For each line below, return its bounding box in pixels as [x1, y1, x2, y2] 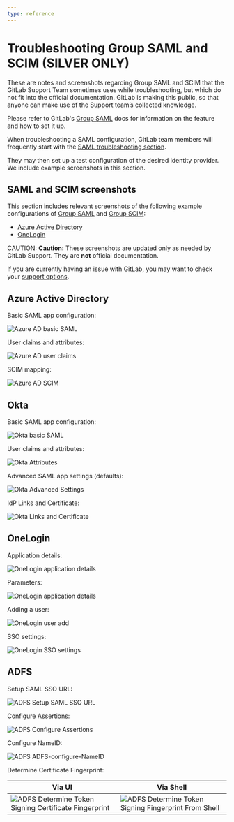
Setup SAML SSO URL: [7, 684, 73, 693]
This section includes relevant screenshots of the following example [7, 202, 203, 210]
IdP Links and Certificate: [7, 499, 80, 507]
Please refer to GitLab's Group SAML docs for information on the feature [7, 114, 215, 122]
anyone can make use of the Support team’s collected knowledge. [7, 101, 197, 109]
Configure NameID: [7, 738, 63, 747]
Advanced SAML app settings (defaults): [7, 472, 124, 480]
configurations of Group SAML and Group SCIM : [7, 210, 146, 218]
